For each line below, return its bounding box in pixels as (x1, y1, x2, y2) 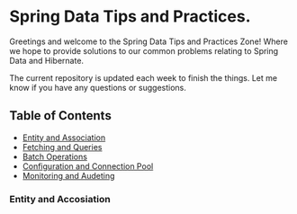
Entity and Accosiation (9, 192, 111, 205)
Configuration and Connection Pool (22, 160, 154, 172)
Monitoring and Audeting (22, 170, 115, 181)
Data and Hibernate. (9, 55, 84, 66)
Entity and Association (22, 132, 106, 143)
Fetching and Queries (22, 141, 103, 152)
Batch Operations (22, 151, 88, 162)
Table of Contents (9, 108, 112, 123)
